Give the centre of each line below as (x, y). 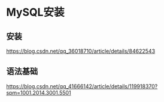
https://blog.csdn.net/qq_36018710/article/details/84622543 (81, 51)
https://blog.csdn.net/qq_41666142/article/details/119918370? (82, 86)
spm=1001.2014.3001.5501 (39, 92)
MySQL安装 (35, 12)
